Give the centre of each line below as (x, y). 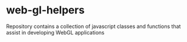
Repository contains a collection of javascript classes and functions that (93, 26)
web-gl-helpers (45, 10)
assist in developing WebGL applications (55, 32)
